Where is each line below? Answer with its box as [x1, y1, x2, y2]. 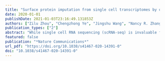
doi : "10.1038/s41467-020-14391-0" [5, 48, 78, 53]
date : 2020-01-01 [5, 12, 41, 17]
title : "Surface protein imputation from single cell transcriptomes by [5, 7, 157, 12]
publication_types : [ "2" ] [5, 26, 58, 30]
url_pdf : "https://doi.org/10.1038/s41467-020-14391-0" [5, 44, 122, 49]
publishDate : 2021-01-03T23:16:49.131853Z [5, 16, 93, 21]
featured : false [5, 35, 38, 40]
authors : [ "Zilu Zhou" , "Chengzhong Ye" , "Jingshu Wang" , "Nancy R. [5, 21, 148, 26]
